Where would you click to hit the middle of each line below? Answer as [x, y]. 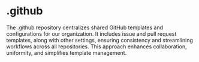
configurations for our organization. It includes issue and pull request [91, 33]
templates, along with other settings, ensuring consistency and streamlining [99, 40]
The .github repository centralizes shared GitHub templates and [85, 27]
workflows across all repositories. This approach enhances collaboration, [97, 46]
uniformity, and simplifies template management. [67, 52]
